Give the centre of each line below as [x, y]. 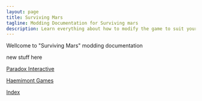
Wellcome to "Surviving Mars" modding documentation [75, 46]
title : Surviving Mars [35, 17]
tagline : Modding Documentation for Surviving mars [72, 23]
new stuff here [24, 57]
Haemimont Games [30, 81]
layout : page [23, 12]
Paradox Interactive [30, 69]
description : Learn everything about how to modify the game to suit [95, 29]
